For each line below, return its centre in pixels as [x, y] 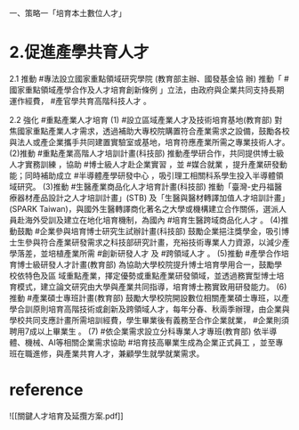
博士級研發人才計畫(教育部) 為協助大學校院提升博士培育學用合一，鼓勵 [145, 264]
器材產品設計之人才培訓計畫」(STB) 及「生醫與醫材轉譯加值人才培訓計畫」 [153, 198]
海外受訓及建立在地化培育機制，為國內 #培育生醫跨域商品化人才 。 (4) [153, 220]
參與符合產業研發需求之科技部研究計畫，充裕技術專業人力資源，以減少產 [157, 242]
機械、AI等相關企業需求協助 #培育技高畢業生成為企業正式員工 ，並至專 [154, 342]
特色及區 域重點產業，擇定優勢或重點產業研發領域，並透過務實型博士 [150, 275]
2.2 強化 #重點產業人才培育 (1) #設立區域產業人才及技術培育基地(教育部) [141, 119]
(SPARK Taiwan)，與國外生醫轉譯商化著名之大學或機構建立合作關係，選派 [144, 208]
